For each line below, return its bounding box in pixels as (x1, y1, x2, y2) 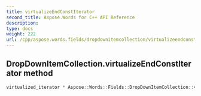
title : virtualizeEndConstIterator (6, 8, 95, 15)
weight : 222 (6, 31, 36, 37)
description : (6, 20, 39, 26)
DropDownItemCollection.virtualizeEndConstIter (6, 59, 191, 69)
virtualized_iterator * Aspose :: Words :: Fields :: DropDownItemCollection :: (6, 84, 194, 90)
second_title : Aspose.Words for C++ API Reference (6, 14, 135, 20)
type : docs (6, 25, 33, 32)
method (23, 68, 53, 79)
